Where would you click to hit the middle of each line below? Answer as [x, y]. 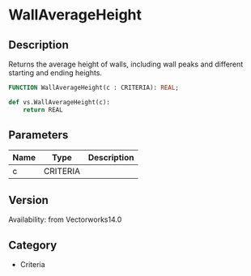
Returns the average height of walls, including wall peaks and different [126, 64]
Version [28, 200]
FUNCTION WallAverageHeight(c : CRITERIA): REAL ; [94, 87]
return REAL [43, 110]
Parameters [38, 135]
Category [33, 245]
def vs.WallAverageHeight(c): [60, 102]
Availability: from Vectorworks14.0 [65, 219]
